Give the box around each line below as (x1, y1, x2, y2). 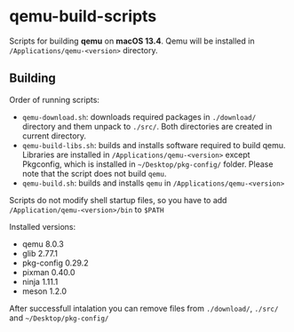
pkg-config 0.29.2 (21, 257, 89, 268)
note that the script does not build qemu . (21, 168, 167, 178)
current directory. (21, 130, 87, 141)
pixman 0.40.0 (21, 266, 75, 277)
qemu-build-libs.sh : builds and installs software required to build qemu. (21, 139, 286, 150)
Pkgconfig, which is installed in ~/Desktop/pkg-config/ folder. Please (21, 158, 274, 170)
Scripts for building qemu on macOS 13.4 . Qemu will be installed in (9, 36, 255, 46)
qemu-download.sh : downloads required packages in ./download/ (21, 111, 257, 122)
